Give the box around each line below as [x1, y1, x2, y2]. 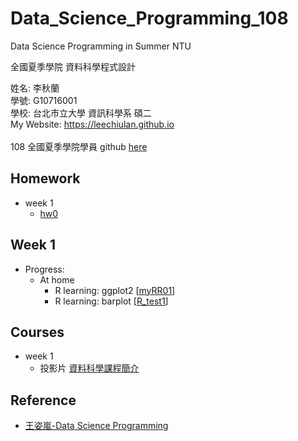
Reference [10, 392, 77, 409]
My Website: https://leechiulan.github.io [10, 118, 175, 130]
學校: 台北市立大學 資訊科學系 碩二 [10, 107, 152, 119]
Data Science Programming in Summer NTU [10, 40, 192, 52]
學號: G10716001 [10, 94, 78, 106]
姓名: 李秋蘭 [10, 82, 60, 94]
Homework [10, 170, 81, 187]
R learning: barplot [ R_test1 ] [54, 295, 169, 307]
